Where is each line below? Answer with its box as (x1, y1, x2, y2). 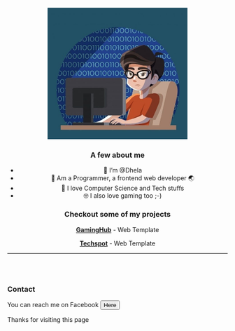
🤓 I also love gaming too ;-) (83, 191, 162, 200)
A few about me (90, 150, 145, 160)
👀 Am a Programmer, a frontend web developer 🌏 (50, 174, 194, 182)
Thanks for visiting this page (7, 315, 90, 323)
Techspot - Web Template (79, 239, 156, 248)
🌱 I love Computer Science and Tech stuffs (61, 184, 185, 193)
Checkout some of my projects (64, 210, 171, 219)
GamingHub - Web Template (76, 225, 159, 234)
